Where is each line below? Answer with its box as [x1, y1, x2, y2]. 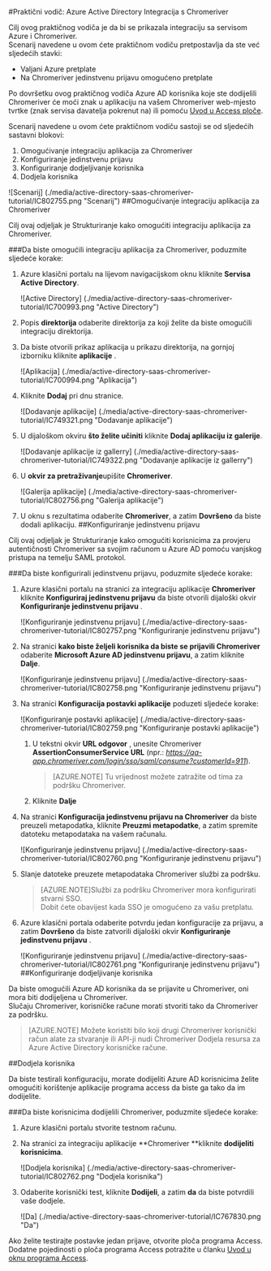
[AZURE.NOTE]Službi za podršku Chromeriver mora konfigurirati [40, 885, 256, 894]
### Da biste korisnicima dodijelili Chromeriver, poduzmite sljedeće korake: [8, 1107, 259, 1117]
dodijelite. [8, 1092, 41, 1101]
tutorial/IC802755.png [8, 196, 83, 205]
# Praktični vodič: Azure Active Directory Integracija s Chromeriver [8, 7, 229, 16]
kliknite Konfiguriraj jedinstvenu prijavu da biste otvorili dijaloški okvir [19, 592, 257, 602]
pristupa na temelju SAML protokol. [8, 553, 127, 562]
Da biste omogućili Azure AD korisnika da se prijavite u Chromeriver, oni [8, 984, 249, 993]
